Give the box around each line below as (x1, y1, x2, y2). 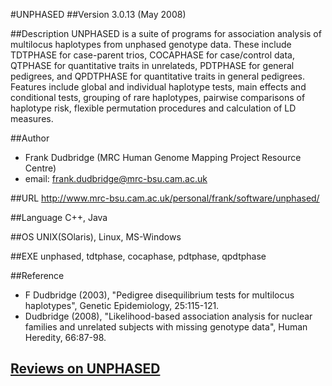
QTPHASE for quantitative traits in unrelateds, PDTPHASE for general (10, 60, 295, 71)
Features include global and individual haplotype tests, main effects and (10, 81, 307, 93)
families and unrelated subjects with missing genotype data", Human (24, 321, 308, 333)
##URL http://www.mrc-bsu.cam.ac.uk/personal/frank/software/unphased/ (10, 192, 320, 204)
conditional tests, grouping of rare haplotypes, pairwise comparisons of (10, 92, 306, 103)
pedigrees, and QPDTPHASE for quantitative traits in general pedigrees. (10, 70, 306, 82)
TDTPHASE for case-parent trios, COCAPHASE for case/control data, (10, 49, 295, 61)
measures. (10, 113, 54, 124)
